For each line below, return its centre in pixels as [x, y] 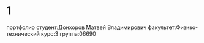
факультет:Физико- [173, 27]
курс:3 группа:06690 [68, 33]
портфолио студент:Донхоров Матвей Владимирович [77, 27]
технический [23, 33]
